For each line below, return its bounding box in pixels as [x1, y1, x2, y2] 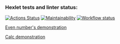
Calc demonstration [5, 34, 46, 40]
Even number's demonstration [5, 24, 67, 30]
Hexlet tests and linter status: [5, 4, 78, 11]
